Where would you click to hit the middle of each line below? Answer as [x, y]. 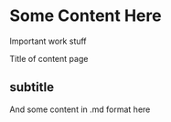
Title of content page [49, 58]
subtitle [32, 87]
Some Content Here [85, 16]
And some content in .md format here [80, 109]
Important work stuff [48, 41]
